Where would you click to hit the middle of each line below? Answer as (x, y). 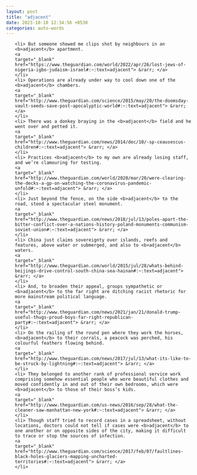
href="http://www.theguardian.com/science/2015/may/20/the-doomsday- (102, 101)
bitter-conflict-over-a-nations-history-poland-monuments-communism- (102, 225)
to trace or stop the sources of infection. (70, 436)
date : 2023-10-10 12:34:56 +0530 (47, 22)
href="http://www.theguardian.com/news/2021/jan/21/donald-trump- (98, 312)
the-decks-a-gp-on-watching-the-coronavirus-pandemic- (83, 183)
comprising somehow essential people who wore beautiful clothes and (102, 380)
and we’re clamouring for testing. (58, 163)
